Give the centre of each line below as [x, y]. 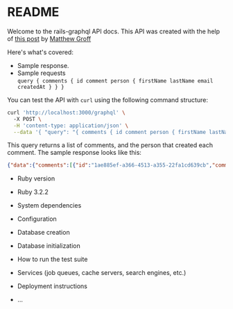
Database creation [44, 233]
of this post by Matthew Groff [49, 38]
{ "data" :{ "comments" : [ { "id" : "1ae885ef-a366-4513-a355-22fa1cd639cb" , [110, 165]
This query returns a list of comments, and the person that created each [110, 145]
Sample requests [41, 73]
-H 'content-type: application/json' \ [71, 126]
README [33, 12]
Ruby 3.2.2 [33, 192]
